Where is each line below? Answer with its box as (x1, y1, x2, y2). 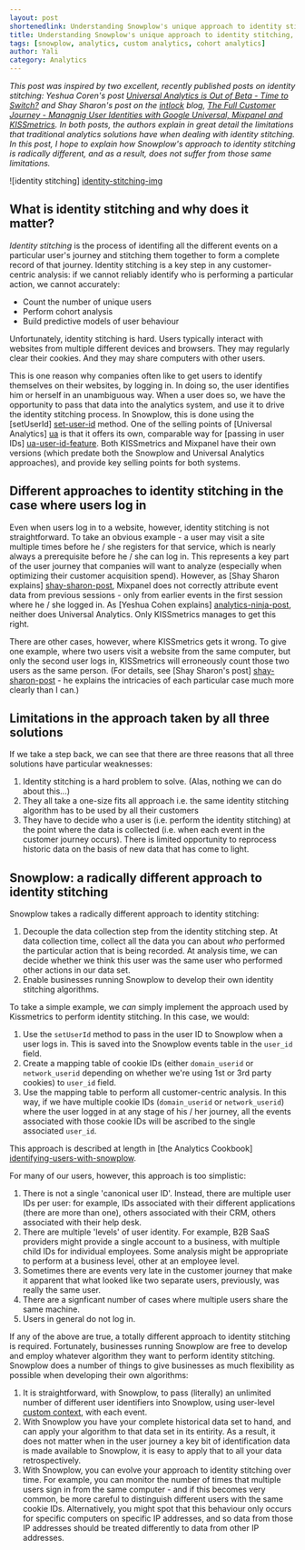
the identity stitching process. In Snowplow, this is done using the (9, 408, 254, 419)
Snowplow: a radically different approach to (9, 870, 263, 885)
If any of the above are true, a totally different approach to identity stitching (9, 1331, 290, 1342)
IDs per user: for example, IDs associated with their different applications (22, 1197, 296, 1209)
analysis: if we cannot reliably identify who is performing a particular (37, 269, 294, 280)
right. (9, 618, 30, 629)
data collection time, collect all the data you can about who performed (22, 935, 286, 946)
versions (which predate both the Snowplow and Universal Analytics (9, 447, 265, 458)
